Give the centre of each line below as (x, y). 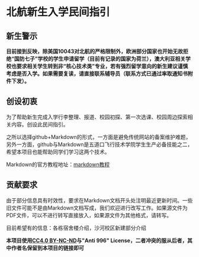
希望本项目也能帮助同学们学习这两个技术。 (58, 151)
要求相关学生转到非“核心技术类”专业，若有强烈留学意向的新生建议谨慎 (102, 66)
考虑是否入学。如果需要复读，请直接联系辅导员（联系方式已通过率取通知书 (97, 74)
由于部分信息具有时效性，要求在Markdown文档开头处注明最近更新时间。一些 (99, 200)
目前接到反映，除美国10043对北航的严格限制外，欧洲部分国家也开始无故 (95, 51)
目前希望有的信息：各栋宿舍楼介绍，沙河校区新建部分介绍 (76, 228)
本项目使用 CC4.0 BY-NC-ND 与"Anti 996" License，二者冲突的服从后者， (97, 240)
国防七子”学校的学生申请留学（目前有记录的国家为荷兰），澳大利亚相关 (100, 59)
